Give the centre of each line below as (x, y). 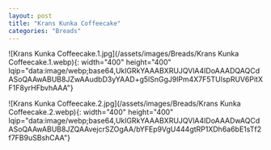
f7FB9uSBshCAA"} (40, 138)
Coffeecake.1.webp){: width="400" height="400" (90, 62)
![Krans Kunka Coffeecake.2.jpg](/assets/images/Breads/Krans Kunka (125, 104)
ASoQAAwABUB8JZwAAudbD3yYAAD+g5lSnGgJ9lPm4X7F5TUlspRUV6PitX (135, 79)
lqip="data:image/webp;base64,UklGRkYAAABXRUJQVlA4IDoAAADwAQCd (134, 121)
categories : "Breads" (45, 31)
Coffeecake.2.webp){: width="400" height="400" (91, 112)
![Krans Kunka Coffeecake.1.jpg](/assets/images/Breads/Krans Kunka (124, 54)
